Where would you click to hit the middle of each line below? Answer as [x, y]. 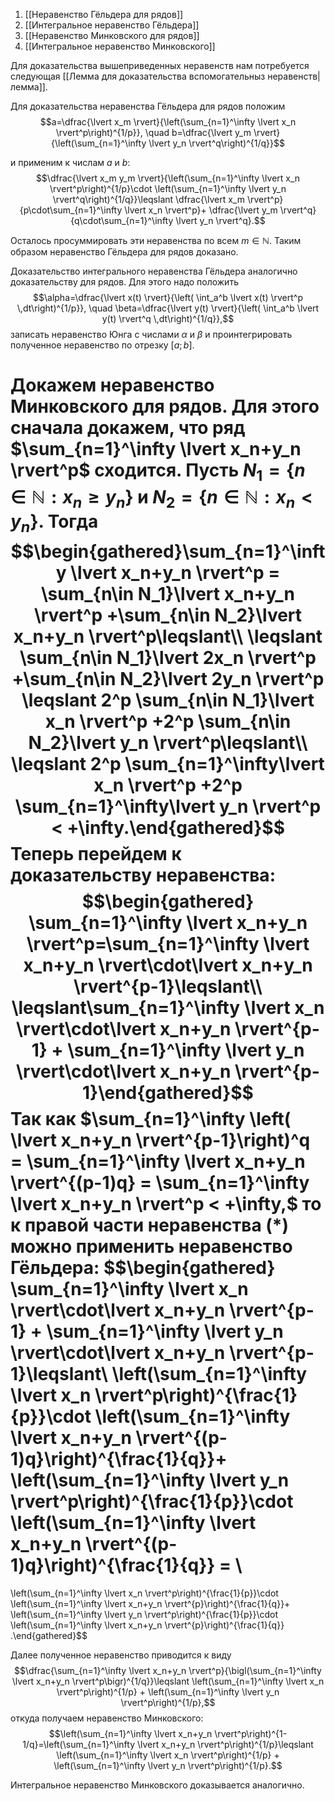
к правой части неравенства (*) [150, 1225]
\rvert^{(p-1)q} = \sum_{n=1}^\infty [160, 1182]
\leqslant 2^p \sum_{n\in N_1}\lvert [168, 700]
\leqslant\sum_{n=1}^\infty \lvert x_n [168, 1007]
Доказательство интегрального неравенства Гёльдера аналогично [154, 271]
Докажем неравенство [112, 385]
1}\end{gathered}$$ [168, 1092]
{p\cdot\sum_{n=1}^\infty [71, 210]
